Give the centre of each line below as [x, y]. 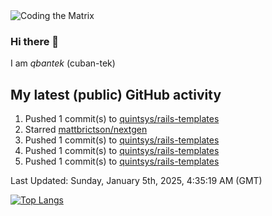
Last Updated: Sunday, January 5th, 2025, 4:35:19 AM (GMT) [136, 181]
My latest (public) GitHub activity [116, 94]
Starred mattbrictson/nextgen [86, 130]
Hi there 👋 [35, 41]
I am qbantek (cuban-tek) [63, 63]
